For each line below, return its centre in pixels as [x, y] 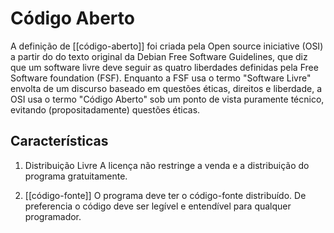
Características [59, 141]
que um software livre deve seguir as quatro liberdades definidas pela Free [164, 67]
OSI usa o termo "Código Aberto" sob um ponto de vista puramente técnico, [167, 99]
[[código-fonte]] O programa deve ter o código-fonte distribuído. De [165, 195]
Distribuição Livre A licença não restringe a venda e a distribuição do [167, 165]
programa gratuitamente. [76, 176]
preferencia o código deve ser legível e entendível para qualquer [158, 206]
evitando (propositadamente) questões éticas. [105, 109]
